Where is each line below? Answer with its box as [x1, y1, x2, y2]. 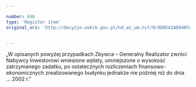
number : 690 [6, 13, 35, 19]
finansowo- [138, 63, 166, 70]
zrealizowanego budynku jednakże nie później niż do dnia [45, 69, 185, 76]
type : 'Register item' [6, 19, 61, 25]
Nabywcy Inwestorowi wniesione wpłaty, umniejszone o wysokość [6, 57, 166, 64]
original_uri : [6, 25, 41, 30]
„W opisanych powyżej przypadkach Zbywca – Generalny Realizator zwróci [6, 51, 187, 58]
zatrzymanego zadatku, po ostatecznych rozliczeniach [6, 63, 138, 70]
